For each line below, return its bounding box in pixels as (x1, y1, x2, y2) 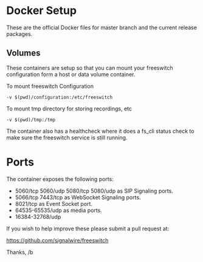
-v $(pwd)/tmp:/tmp (6, 116, 56, 122)
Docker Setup (6, 4, 77, 18)
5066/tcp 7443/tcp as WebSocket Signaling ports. (15, 193, 141, 201)
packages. (6, 30, 33, 37)
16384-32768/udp (15, 213, 61, 220)
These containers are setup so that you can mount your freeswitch (6, 64, 173, 71)
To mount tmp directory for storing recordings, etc (6, 105, 132, 112)
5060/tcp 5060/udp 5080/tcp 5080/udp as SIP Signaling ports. (15, 187, 173, 194)
